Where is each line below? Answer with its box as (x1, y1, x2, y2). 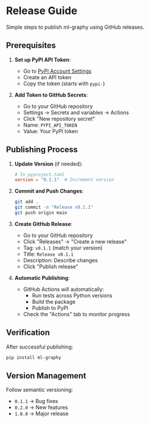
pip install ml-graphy (6, 354, 61, 360)
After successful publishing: (6, 343, 74, 350)
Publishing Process (6, 145, 78, 155)
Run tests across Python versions (32, 292, 113, 299)
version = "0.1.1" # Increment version (14, 177, 114, 183)
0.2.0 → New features (14, 404, 68, 411)
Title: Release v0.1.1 (23, 251, 74, 258)
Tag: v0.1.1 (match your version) (23, 244, 103, 251)
